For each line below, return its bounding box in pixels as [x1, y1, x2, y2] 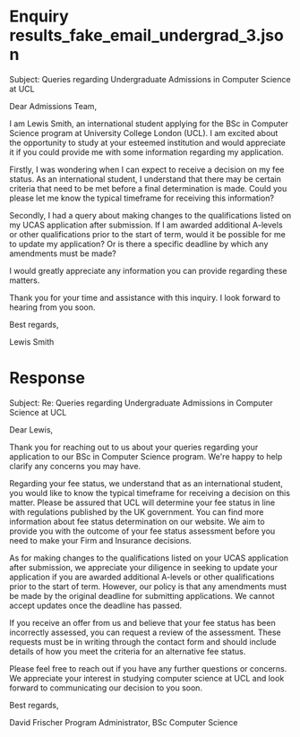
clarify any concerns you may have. [9, 460, 141, 471]
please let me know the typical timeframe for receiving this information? [9, 193, 275, 203]
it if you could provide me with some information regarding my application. [9, 146, 284, 158]
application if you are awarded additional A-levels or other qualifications [9, 571, 275, 582]
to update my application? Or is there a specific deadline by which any [9, 238, 269, 249]
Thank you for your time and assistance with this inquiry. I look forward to [9, 292, 280, 303]
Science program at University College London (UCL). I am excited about [9, 127, 279, 138]
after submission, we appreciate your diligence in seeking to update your [9, 561, 279, 572]
